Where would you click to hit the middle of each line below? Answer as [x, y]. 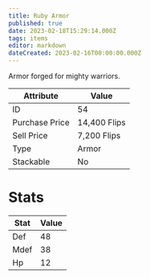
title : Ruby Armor [39, 16]
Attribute [41, 96]
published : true [35, 23]
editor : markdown [37, 46]
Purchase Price [41, 123]
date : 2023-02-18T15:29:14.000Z [62, 31]
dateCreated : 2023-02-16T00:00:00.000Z [75, 53]
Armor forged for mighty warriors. [64, 76]
